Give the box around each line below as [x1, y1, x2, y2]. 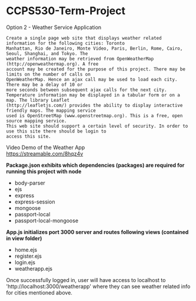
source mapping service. [6, 118, 67, 124]
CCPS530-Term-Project [6, 4, 125, 18]
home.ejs [14, 246, 37, 253]
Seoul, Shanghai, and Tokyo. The [6, 50, 88, 57]
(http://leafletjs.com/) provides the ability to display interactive [6, 102, 183, 108]
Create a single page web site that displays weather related [6, 35, 162, 41]
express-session [14, 198, 55, 205]
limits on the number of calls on [6, 71, 91, 77]
